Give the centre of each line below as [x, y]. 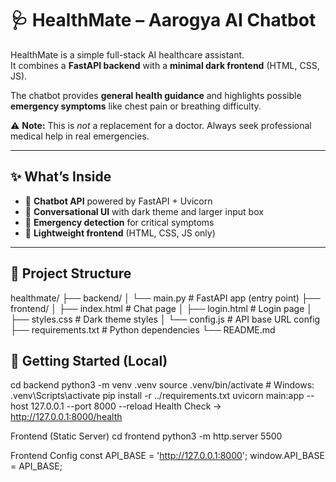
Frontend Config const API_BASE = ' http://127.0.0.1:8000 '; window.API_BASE [167, 456]
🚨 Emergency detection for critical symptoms [119, 222]
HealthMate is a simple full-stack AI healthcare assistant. [127, 54]
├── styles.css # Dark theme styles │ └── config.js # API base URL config [165, 319]
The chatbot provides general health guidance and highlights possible [156, 95]
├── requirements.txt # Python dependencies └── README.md [143, 329]
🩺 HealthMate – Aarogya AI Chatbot [163, 20]
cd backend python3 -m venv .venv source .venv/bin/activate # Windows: [162, 385]
